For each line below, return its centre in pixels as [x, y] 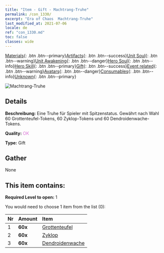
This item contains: [35, 185]
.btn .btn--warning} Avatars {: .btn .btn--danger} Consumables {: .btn [73, 71]
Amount [28, 219]
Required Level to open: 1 [31, 197]
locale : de [16, 28]
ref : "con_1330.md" [25, 32]
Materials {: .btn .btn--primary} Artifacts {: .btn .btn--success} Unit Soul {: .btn [82, 56]
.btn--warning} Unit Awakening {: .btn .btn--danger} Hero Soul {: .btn [73, 61]
